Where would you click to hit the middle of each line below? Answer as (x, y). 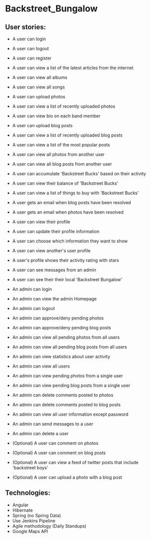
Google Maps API (30, 531)
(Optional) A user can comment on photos (55, 443)
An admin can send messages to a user (53, 424)
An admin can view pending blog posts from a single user (71, 385)
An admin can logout (34, 308)
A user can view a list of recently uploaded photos (64, 106)
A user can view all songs (38, 87)
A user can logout (31, 48)
